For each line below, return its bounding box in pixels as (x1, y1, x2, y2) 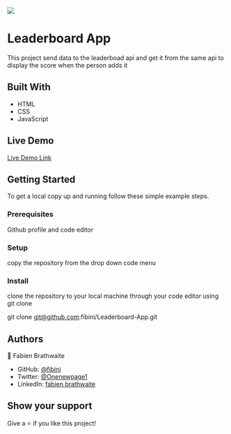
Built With (7, 81, 51, 93)
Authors (7, 333, 44, 345)
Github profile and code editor (7, 225, 94, 234)
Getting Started (7, 173, 76, 185)
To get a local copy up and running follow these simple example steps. (7, 192, 209, 200)
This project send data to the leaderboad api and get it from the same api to (7, 53, 224, 62)
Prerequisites (7, 209, 54, 219)
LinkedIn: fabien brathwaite (17, 380, 96, 389)
